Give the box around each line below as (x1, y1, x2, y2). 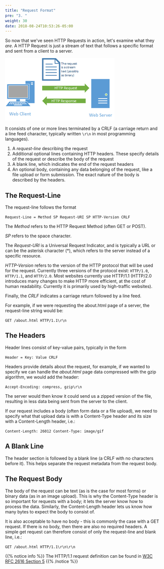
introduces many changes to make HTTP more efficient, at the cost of (5, 278, 146, 284)
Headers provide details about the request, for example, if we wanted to (5, 363, 150, 369)
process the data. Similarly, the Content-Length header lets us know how (5, 504, 153, 509)
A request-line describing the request (12, 146, 88, 152)
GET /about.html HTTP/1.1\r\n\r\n (5, 544, 76, 549)
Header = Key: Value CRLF (5, 355, 58, 360)
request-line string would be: (5, 308, 64, 314)
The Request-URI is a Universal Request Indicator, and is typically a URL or (5, 243, 156, 249)
